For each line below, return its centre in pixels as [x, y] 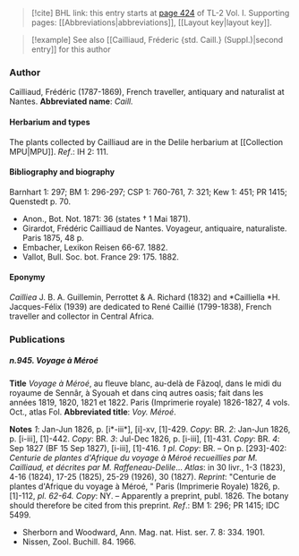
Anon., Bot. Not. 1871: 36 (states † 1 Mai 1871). [106, 218]
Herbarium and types [50, 122]
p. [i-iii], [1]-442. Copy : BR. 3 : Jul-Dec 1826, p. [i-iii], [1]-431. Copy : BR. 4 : [145, 439]
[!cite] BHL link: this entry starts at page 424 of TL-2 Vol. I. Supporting [160, 13]
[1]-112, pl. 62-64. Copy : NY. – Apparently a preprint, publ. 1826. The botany [149, 495]
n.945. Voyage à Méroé [54, 361]
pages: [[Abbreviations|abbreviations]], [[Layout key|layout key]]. [152, 22]
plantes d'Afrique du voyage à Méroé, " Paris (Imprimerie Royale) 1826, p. [145, 486]
